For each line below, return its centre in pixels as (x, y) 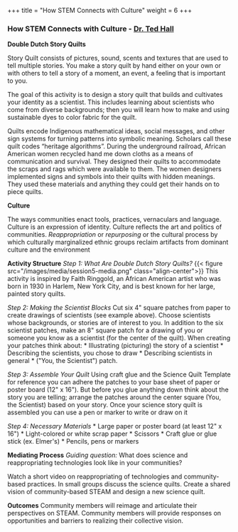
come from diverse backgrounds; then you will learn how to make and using (118, 110)
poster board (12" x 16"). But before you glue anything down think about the (118, 390)
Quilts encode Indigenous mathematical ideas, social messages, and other (116, 131)
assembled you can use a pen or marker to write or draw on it (98, 412)
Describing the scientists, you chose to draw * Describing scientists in (110, 353)
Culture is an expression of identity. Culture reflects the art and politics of (115, 227)
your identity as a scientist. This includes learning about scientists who (111, 102)
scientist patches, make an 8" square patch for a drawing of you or (106, 330)
